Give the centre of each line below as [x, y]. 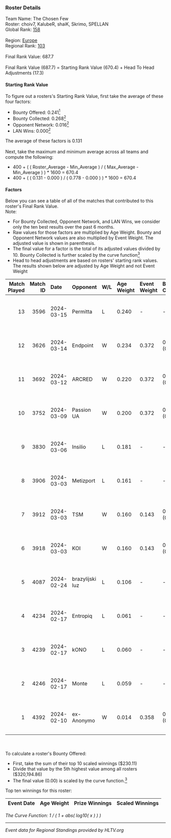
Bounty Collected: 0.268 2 [39, 118]
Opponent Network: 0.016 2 [41, 124]
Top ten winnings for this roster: [39, 791]
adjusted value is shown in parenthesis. [54, 243]
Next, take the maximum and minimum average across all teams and [77, 152]
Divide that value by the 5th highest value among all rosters [75, 769]
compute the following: [29, 157]
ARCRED [82, 379]
